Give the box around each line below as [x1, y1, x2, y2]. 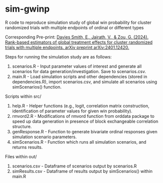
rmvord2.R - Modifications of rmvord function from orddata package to [12, 113, 155, 119]
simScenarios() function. [12, 84, 62, 90]
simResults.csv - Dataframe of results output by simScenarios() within [12, 168, 153, 174]
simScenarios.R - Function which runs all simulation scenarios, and [12, 139, 147, 145]
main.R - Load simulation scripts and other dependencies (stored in [12, 73, 147, 79]
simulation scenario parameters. [12, 134, 77, 140]
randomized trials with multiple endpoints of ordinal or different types [5, 24, 144, 30]
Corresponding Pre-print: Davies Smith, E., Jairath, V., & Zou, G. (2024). [5, 34, 149, 40]
